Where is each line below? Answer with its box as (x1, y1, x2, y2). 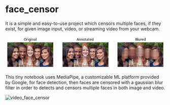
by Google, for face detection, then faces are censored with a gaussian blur (5, 80, 163, 86)
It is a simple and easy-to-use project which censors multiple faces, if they (5, 20, 161, 26)
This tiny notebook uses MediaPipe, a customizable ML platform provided (5, 74, 159, 80)
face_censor (5, 4, 59, 15)
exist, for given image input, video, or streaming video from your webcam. (5, 25, 160, 31)
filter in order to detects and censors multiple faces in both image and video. (5, 85, 165, 91)
